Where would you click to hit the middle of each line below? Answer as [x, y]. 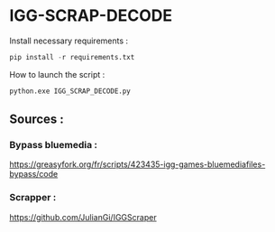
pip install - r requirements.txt [72, 57]
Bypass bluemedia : [53, 145]
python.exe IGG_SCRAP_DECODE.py [70, 91]
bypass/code [34, 174]
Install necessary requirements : [69, 41]
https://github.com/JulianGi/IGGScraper [83, 217]
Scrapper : [33, 198]
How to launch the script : [57, 74]
